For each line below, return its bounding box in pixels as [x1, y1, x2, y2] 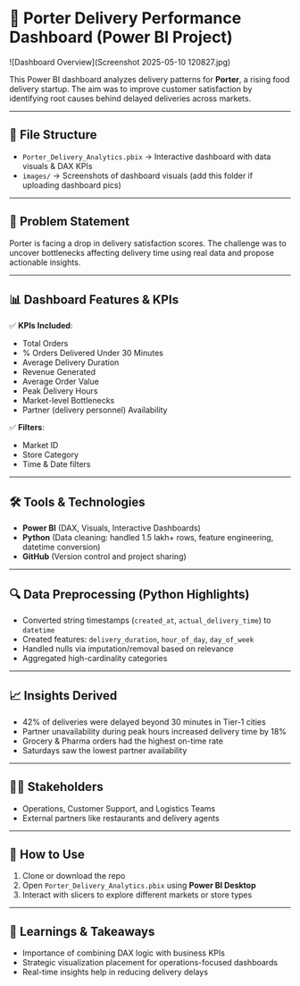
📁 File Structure [9, 127, 97, 142]
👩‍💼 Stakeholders [9, 779, 104, 795]
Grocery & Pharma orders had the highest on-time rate [21, 735, 223, 746]
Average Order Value [21, 376, 100, 387]
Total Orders [21, 338, 69, 349]
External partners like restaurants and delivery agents [21, 812, 221, 823]
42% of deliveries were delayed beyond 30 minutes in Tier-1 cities [21, 716, 266, 727]
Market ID [21, 440, 59, 451]
